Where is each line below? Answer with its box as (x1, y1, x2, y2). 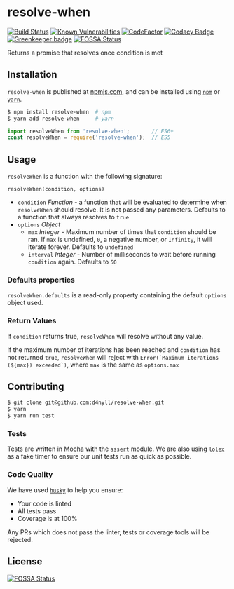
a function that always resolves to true (17, 213, 130, 222)
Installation (7, 69, 57, 81)
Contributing (7, 381, 64, 393)
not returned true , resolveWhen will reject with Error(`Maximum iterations (7, 353, 219, 361)
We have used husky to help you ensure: (7, 485, 123, 494)
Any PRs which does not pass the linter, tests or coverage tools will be (7, 527, 210, 536)
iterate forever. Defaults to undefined (27, 243, 134, 251)
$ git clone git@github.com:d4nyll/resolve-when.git (7, 399, 165, 407)
